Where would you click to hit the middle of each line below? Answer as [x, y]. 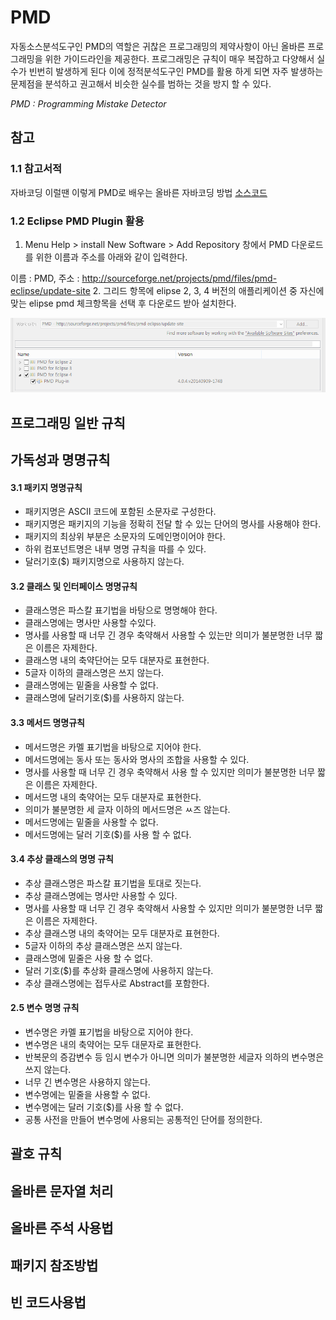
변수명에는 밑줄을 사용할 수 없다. [87, 1094]
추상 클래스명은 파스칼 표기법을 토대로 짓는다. [113, 883]
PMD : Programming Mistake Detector [88, 103]
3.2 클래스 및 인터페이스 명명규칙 [74, 586]
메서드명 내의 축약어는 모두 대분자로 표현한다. [113, 797]
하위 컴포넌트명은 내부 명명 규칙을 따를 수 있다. [115, 549]
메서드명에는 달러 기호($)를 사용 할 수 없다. [108, 834]
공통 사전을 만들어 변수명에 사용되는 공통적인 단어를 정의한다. [143, 1119]
